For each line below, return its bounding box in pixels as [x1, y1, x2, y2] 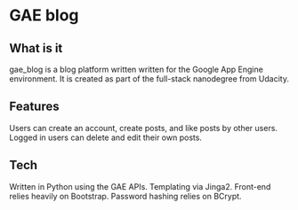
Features [9, 99, 60, 114]
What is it [9, 41, 63, 56]
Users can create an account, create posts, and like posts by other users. [9, 122, 278, 133]
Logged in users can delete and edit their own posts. [9, 132, 203, 143]
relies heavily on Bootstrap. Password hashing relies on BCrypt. [9, 191, 242, 201]
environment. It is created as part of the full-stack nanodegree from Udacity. [9, 74, 290, 84]
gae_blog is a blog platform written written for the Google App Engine [9, 64, 264, 74]
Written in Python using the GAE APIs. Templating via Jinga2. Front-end [9, 181, 271, 191]
